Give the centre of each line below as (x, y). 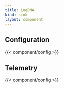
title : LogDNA (20, 10)
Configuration (27, 40)
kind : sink (16, 15)
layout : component (24, 19)
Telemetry (21, 68)
